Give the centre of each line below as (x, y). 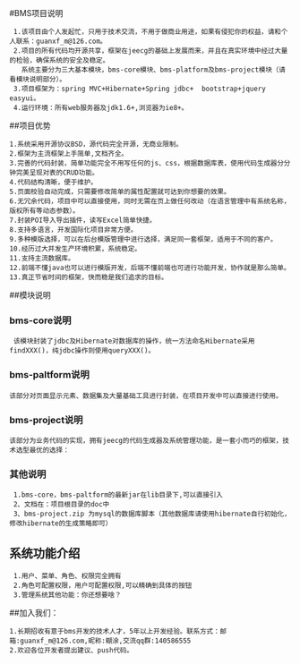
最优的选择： (49, 450)
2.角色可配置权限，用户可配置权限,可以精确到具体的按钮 (103, 585)
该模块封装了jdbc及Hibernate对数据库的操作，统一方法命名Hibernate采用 (134, 341)
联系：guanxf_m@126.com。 (61, 41)
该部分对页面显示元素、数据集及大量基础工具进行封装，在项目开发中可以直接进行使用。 (146, 396)
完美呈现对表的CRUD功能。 (57, 173)
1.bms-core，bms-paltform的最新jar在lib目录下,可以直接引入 (118, 495)
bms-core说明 (40, 320)
